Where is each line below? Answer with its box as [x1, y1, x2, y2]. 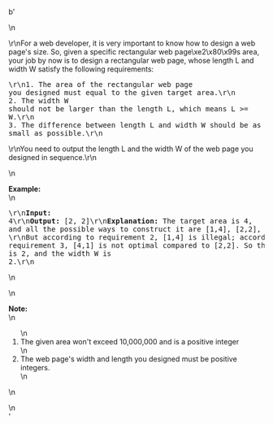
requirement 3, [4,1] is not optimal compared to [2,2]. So [8, 241, 253, 250]
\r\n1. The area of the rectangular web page [8, 80, 193, 89]
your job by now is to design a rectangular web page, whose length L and [8, 56, 254, 65]
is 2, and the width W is [8, 249, 112, 258]
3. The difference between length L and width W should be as [8, 121, 262, 129]
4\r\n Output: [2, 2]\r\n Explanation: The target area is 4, [8, 217, 253, 226]
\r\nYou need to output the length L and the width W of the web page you [8, 144, 253, 154]
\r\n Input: [8, 209, 52, 218]
